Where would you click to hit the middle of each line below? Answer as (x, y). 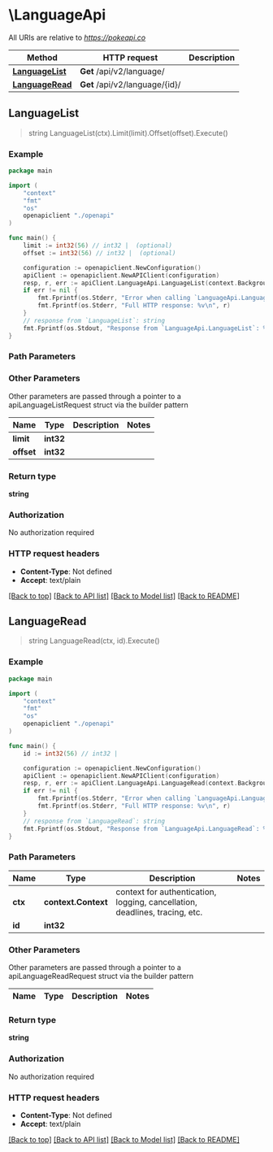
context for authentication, (166, 892)
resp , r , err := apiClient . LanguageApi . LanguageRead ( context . (130, 783)
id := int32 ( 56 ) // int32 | (70, 754)
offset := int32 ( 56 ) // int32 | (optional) (100, 253)
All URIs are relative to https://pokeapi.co (77, 37)
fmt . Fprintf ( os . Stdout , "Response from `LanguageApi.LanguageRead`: (141, 828)
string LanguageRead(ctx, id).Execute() (94, 641)
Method (43, 57)
